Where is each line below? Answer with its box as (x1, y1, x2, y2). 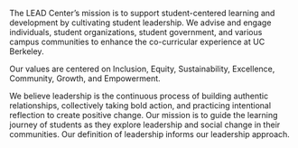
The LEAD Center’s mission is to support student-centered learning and (9, 8, 275, 18)
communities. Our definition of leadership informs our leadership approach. (9, 129, 291, 139)
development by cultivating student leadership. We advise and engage (9, 17, 272, 28)
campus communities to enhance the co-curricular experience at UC (9, 36, 265, 47)
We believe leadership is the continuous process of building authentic (9, 90, 269, 101)
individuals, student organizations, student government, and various (9, 27, 263, 37)
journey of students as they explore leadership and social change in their (9, 119, 281, 130)
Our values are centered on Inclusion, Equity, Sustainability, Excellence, (9, 63, 275, 74)
